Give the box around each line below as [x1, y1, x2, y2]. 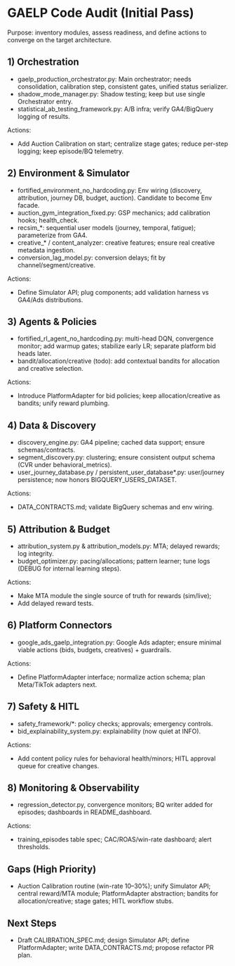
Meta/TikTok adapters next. [17, 680, 98, 689]
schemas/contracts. [17, 445, 76, 455]
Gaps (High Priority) [7, 863, 97, 875]
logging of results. [17, 112, 70, 120]
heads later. [17, 350, 52, 358]
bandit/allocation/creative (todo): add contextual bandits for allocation [17, 357, 220, 365]
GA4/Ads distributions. [17, 295, 83, 304]
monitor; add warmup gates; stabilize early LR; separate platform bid [17, 342, 216, 350]
